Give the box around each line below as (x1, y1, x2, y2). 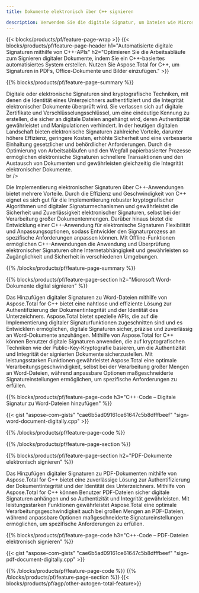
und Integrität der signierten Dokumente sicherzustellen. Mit (6, 350, 153, 358)
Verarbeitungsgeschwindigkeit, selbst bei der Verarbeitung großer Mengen (6, 363, 190, 370)
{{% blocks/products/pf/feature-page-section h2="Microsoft (6, 276, 155, 283)
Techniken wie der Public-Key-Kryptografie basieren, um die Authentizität (6, 344, 187, 351)
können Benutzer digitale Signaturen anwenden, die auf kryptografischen (6, 337, 185, 345)
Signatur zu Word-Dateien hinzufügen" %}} (6, 400, 113, 407)
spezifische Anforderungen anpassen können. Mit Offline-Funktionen (6, 234, 175, 241)
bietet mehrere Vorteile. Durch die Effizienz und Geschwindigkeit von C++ (6, 190, 187, 197)
